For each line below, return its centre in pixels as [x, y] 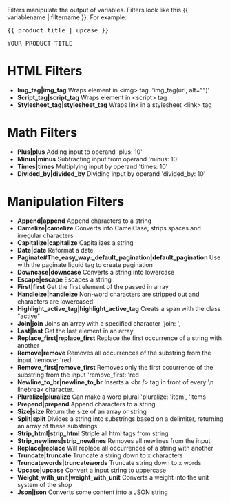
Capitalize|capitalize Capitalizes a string [75, 243]
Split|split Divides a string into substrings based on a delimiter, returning [120, 418]
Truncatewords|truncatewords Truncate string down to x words [109, 462]
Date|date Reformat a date [55, 250]
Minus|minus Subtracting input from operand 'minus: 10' [98, 159]
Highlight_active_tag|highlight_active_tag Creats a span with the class [119, 308]
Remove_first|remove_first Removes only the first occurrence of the [115, 367]
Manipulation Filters [66, 202]
